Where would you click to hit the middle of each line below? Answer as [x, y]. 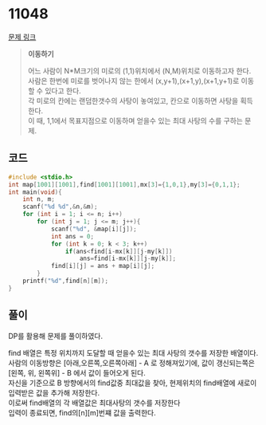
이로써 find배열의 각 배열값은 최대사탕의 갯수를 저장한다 [94, 403]
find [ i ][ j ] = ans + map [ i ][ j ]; [103, 266]
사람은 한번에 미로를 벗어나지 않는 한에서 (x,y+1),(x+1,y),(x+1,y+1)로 [133, 81]
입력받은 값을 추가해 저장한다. [54, 392]
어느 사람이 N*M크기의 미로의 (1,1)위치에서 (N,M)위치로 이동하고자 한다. [139, 71]
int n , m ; [39, 199]
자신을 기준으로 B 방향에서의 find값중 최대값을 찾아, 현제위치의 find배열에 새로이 [133, 383]
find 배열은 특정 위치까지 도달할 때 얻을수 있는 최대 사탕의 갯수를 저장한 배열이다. [133, 352]
